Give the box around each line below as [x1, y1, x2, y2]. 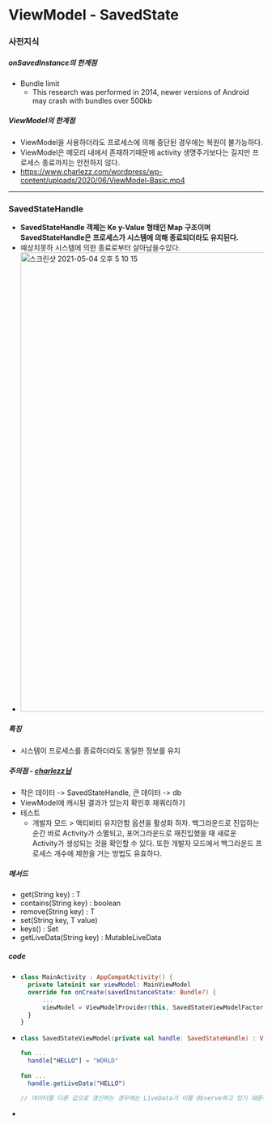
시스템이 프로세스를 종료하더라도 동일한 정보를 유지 [19, 746, 181, 755]
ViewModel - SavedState [8, 6, 180, 24]
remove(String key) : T [19, 907, 96, 917]
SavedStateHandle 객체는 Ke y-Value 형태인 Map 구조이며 [19, 223, 211, 233]
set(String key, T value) [19, 916, 99, 925]
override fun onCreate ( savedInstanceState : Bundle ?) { [28, 988, 217, 996]
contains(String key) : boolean [19, 898, 121, 908]
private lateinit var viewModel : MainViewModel [28, 981, 192, 989]
